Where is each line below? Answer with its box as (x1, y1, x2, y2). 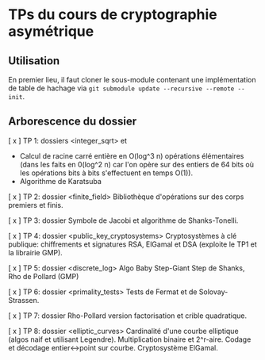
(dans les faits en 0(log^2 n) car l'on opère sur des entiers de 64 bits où (19, 159, 255, 169)
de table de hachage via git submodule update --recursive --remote (8, 83, 235, 93)
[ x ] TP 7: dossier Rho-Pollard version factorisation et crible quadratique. (8, 311, 248, 320)
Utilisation (8, 54, 60, 67)
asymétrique (8, 22, 94, 40)
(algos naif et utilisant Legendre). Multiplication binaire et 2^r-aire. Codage (8, 335, 252, 344)
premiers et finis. (8, 200, 63, 209)
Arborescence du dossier (8, 115, 137, 128)
